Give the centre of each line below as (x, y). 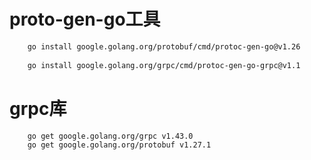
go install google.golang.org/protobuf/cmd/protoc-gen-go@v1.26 (164, 46)
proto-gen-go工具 (85, 19)
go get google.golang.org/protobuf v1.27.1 (119, 145)
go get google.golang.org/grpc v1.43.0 (110, 136)
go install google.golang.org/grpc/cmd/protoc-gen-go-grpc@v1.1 (164, 65)
